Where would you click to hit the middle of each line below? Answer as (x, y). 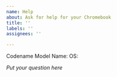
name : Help (20, 12)
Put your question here (34, 68)
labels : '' (20, 28)
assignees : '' (24, 34)
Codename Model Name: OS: (42, 56)
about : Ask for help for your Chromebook (59, 17)
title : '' (19, 23)
